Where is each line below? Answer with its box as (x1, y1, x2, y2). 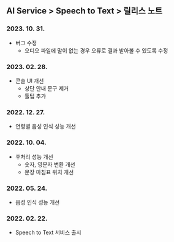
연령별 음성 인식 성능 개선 (15, 123, 77, 130)
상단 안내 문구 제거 (24, 84, 69, 92)
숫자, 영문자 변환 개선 (24, 161, 75, 168)
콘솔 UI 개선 (15, 77, 44, 84)
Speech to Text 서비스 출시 (15, 229, 81, 237)
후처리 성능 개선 (15, 153, 53, 160)
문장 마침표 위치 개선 (24, 168, 74, 175)
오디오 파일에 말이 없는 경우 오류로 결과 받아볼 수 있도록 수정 (24, 46, 168, 54)
